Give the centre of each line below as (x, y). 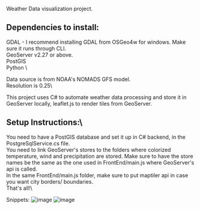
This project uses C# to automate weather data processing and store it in (96, 97)
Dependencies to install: (53, 27)
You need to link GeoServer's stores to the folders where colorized (89, 150)
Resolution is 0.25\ (29, 85)
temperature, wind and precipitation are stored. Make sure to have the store (100, 156)
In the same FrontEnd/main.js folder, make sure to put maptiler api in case (97, 175)
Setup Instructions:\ (44, 123)
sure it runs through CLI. (36, 48)
